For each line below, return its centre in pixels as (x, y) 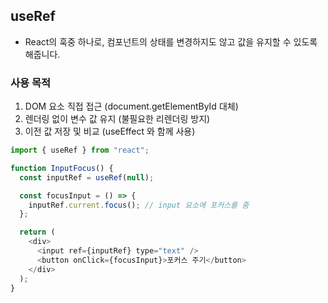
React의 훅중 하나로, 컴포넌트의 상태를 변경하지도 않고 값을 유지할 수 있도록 (171, 41)
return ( (37, 232)
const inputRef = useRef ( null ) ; (87, 177)
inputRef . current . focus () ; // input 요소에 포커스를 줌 (139, 205)
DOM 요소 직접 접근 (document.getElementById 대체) (131, 106)
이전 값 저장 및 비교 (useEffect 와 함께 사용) (110, 131)
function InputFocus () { (62, 168)
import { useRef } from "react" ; (80, 150)
